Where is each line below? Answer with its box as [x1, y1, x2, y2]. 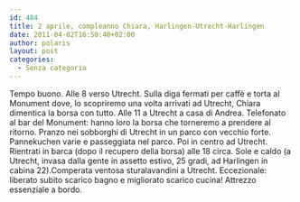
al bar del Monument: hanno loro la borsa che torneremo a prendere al [9, 116, 271, 127]
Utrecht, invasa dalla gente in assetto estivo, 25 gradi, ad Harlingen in [9, 155, 268, 166]
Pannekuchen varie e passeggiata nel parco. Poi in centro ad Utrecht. [9, 136, 268, 147]
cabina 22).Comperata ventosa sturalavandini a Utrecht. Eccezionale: [9, 164, 267, 176]
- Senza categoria [17, 64, 88, 73]
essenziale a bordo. [9, 184, 83, 195]
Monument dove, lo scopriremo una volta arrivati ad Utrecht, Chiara [9, 97, 261, 108]
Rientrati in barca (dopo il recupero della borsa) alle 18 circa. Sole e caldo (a [9, 145, 292, 156]
